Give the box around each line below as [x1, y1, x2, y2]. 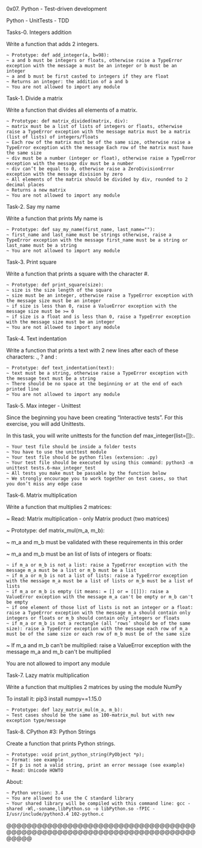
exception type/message [6, 718, 67, 724]
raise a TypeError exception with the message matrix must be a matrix [6, 129, 191, 135]
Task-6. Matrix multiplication [6, 491, 77, 499]
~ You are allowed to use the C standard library [6, 795, 134, 801]
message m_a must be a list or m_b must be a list [6, 567, 137, 573]
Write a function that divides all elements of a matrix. [6, 106, 138, 113]
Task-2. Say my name [6, 203, 60, 210]
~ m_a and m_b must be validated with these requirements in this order [6, 539, 183, 545]
